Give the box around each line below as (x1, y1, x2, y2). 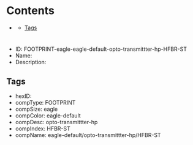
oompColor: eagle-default (15, 111, 81, 119)
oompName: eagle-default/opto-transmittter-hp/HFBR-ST (15, 131, 161, 138)
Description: (15, 59, 47, 66)
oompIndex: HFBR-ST (15, 125, 70, 132)
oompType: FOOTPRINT (15, 99, 76, 106)
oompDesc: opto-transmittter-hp (15, 118, 98, 125)
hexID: (15, 92, 32, 100)
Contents (6, 4, 55, 18)
